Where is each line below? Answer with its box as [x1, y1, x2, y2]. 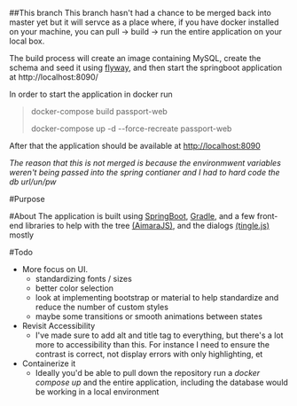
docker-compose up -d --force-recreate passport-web [30, 123, 232, 134]
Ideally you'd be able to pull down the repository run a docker [35, 368, 261, 378]
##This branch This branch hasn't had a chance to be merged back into [9, 8, 272, 18]
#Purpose [9, 194, 46, 204]
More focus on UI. [21, 264, 89, 274]
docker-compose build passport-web [30, 106, 168, 116]
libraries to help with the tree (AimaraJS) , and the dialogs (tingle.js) [25, 221, 270, 230]
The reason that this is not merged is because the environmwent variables [9, 158, 282, 168]
